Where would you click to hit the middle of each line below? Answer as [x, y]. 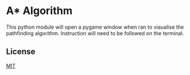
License [21, 52]
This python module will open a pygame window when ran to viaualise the [95, 27]
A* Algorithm [39, 11]
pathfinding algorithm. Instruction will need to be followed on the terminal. [95, 33]
